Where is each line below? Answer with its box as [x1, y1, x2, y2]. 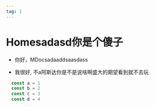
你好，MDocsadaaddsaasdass [14, 56, 88, 63]
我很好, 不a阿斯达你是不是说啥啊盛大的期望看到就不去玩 [14, 68, 149, 75]
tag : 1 [6, 8, 22, 15]
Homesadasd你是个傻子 [6, 36, 123, 49]
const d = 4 [11, 96, 41, 102]
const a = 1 [11, 80, 41, 86]
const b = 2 [11, 85, 41, 91]
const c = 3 [11, 91, 41, 97]
